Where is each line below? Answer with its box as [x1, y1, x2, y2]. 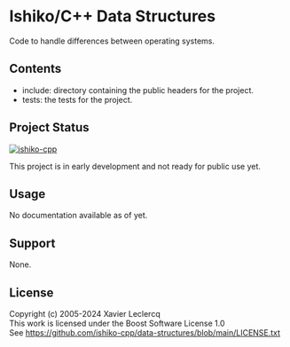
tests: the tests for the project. [21, 94, 133, 105]
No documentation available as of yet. [9, 210, 148, 221]
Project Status [9, 120, 90, 135]
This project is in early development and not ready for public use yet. [9, 161, 262, 171]
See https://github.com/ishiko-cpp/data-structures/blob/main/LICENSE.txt [9, 327, 281, 338]
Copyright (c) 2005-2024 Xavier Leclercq [9, 309, 161, 319]
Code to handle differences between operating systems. [9, 35, 216, 46]
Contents [9, 61, 62, 76]
